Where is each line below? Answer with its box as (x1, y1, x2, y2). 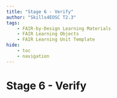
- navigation (17, 53, 50, 59)
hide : (6, 42, 20, 48)
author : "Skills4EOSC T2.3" (6, 14, 77, 20)
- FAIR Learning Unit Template (17, 36, 95, 42)
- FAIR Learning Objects (17, 31, 79, 37)
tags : (6, 20, 20, 26)
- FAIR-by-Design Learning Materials (17, 25, 112, 32)
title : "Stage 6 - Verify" (6, 8, 74, 15)
